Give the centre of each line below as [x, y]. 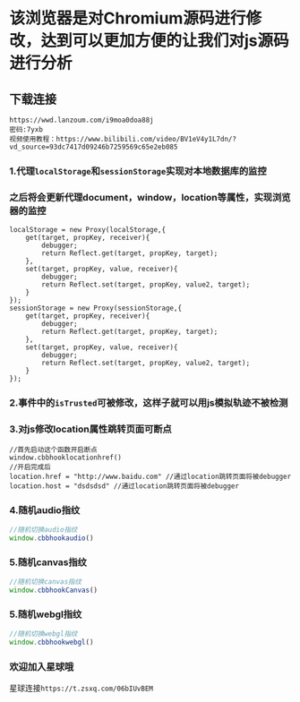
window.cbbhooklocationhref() [66, 458]
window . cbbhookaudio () [51, 538]
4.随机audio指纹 [45, 510]
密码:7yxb [26, 130]
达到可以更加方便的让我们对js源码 [165, 41]
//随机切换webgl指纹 [43, 634]
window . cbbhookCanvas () [54, 590]
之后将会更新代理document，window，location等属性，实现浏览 [150, 197]
